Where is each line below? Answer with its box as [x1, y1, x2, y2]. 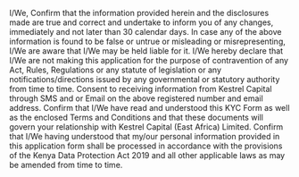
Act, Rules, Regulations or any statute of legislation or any [9, 64, 221, 75]
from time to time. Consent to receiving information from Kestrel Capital [9, 84, 272, 94]
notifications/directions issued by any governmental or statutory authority [9, 74, 280, 84]
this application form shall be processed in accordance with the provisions [9, 140, 283, 151]
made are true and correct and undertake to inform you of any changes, [9, 17, 274, 28]
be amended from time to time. [9, 160, 123, 170]
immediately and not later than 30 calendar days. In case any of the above [9, 27, 282, 37]
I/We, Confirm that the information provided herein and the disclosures [9, 8, 270, 18]
